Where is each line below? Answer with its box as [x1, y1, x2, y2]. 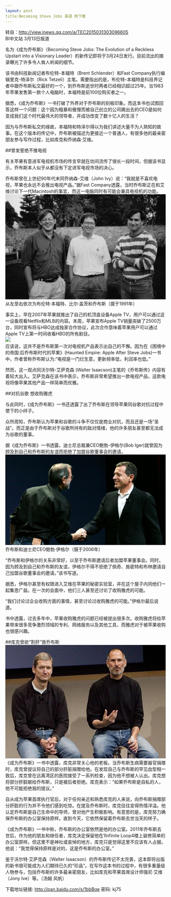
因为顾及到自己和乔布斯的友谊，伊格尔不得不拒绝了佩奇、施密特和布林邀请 [5, 564, 161, 570]
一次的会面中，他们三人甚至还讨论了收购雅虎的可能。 [36, 587, 148, 593]
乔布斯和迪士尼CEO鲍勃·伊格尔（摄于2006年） [5, 546, 103, 553]
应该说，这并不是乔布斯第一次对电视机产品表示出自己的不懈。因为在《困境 [5, 343, 161, 349]
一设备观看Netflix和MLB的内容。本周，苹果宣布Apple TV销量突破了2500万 [5, 317, 161, 324]
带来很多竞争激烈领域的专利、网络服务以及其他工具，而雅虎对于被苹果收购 [9, 622, 166, 628]
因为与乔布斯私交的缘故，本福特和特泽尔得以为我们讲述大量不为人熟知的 [5, 123, 157, 130]
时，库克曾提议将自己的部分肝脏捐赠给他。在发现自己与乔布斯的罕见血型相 [5, 766, 161, 772]
